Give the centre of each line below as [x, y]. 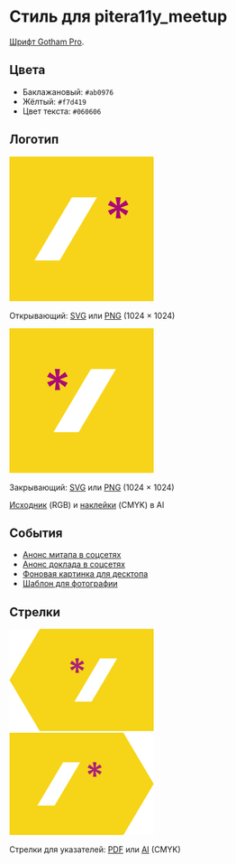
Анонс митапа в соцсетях [72, 555]
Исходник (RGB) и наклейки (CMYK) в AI [87, 504]
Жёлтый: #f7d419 [54, 101]
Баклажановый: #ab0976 [68, 91]
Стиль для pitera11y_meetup [118, 17]
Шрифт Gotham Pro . [47, 42]
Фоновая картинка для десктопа [85, 574]
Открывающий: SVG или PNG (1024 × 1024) [92, 315]
